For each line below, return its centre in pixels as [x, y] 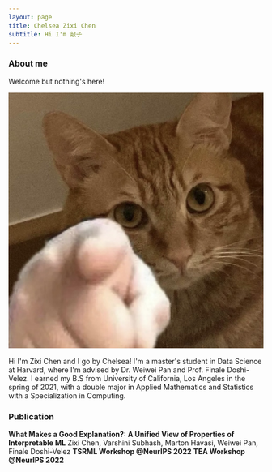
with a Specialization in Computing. [67, 395]
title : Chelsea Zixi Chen [52, 26]
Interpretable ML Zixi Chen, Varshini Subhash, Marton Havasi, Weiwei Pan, [134, 443]
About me [28, 63]
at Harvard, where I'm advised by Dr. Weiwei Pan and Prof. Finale [117, 370]
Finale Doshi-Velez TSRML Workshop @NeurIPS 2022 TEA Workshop [127, 451]
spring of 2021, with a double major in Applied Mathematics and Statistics [131, 387]
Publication [31, 416]
